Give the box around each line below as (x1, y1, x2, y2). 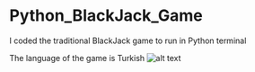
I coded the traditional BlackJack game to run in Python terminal (9, 35, 247, 46)
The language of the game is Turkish (9, 52, 145, 63)
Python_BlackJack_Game (9, 5, 204, 26)
